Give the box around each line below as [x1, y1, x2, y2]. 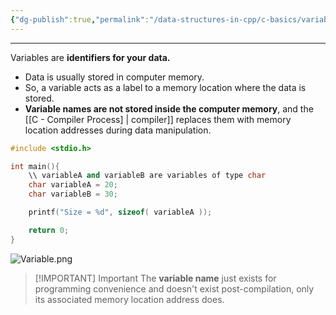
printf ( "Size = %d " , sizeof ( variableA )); [28, 207, 213, 217]
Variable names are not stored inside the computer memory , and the [24, 102, 314, 115]
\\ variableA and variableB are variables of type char [28, 171, 267, 181]
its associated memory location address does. [34, 293, 225, 305]
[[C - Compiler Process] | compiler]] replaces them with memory [24, 113, 292, 125]
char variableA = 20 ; [28, 180, 118, 190]
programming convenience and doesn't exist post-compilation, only [34, 282, 315, 295]
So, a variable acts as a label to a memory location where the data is [24, 81, 307, 93]
